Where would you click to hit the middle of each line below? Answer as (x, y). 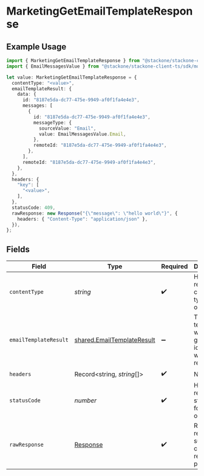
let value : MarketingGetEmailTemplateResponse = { (72, 77)
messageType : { (52, 123)
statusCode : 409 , (34, 208)
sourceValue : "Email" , (67, 128)
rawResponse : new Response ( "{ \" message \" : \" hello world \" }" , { (95, 213)
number (86, 400)
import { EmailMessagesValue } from (53, 66)
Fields (18, 249)
